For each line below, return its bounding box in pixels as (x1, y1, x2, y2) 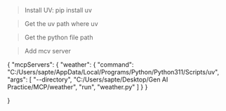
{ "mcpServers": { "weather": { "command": (7, 60, 134, 69)
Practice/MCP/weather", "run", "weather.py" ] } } (7, 83, 148, 91)
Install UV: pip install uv (24, 6, 93, 14)
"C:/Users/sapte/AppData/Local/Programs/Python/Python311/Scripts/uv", (7, 68, 220, 76)
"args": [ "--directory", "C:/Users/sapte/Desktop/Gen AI (7, 75, 168, 84)
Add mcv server (24, 47, 72, 55)
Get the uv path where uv (24, 20, 98, 27)
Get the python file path (24, 33, 93, 41)
